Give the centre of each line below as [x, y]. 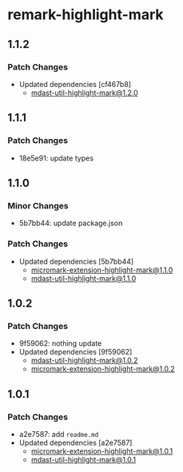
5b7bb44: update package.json [71, 223]
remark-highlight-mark [86, 15]
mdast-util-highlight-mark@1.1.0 [84, 278]
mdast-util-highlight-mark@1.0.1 [84, 459]
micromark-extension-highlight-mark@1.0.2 [103, 369]
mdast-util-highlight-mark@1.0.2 [84, 360]
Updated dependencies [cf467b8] [75, 84]
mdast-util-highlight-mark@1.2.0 [85, 93]
